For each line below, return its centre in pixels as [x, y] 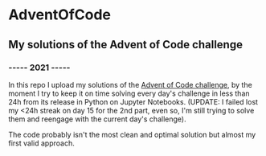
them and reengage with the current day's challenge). [97, 119]
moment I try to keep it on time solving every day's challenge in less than [129, 93]
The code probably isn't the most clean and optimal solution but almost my [132, 134]
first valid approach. [41, 143]
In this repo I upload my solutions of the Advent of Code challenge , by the [131, 84]
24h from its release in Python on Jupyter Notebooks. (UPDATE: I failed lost [133, 101]
